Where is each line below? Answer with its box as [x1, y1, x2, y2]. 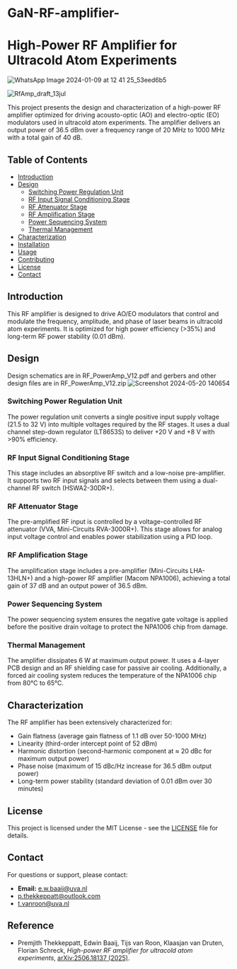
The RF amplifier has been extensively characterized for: [7, 718, 173, 726]
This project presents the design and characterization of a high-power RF [7, 103, 221, 112]
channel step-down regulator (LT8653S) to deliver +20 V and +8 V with [7, 427, 215, 436]
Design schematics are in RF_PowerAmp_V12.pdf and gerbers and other [7, 371, 216, 380]
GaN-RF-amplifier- [7, 5, 120, 21]
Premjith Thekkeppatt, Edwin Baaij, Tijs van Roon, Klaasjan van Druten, [17, 939, 224, 947]
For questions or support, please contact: [7, 870, 128, 878]
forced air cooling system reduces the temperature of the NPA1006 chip [7, 671, 217, 680]
